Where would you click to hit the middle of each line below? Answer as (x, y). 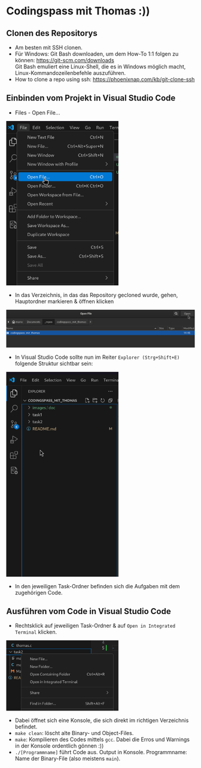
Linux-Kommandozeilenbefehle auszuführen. (70, 73)
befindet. (26, 727)
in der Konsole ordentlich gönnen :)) (59, 746)
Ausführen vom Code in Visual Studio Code (89, 611)
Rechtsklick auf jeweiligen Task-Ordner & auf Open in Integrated (95, 626)
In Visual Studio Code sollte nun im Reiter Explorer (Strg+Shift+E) (97, 357)
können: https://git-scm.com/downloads (65, 60)
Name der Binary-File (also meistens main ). (68, 758)
